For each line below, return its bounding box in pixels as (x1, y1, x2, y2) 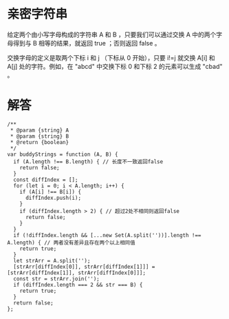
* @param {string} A (10, 127, 69, 134)
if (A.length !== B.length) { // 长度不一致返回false (13, 158, 164, 165)
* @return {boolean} (10, 138, 69, 145)
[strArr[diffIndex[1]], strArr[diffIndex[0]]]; (7, 269, 146, 276)
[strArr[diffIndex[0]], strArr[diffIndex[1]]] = (13, 263, 155, 270)
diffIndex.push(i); (25, 194, 81, 201)
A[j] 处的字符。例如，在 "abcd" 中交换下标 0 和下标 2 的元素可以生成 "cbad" (7, 62, 223, 70)
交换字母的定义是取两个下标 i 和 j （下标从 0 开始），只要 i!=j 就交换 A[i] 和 (7, 53, 215, 62)
